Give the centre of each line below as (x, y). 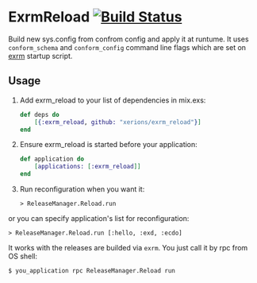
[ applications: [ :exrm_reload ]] (88, 167)
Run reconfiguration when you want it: (82, 189)
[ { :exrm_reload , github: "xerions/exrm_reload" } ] (118, 122)
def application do (52, 159)
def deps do (39, 114)
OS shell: (23, 256)
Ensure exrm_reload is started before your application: (109, 145)
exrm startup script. (40, 56)
